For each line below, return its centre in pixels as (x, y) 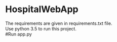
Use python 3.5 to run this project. (41, 28)
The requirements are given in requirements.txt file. (59, 23)
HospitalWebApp (42, 9)
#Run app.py (18, 34)
